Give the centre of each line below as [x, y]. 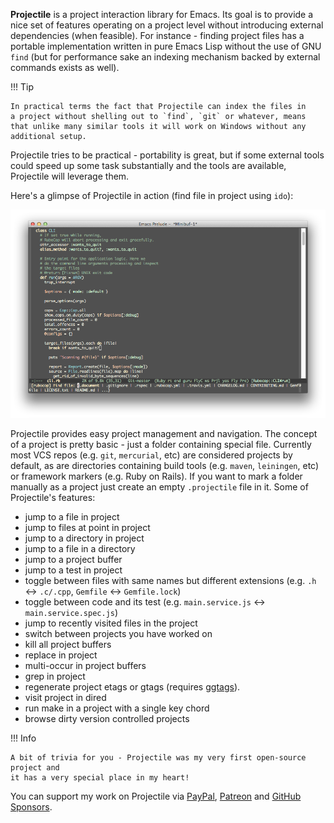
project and [35, 768]
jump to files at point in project [87, 528]
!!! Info [23, 738]
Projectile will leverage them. [70, 176]
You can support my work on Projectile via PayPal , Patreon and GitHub [156, 796]
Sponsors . [31, 807]
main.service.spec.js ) [71, 613]
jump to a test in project [73, 570]
